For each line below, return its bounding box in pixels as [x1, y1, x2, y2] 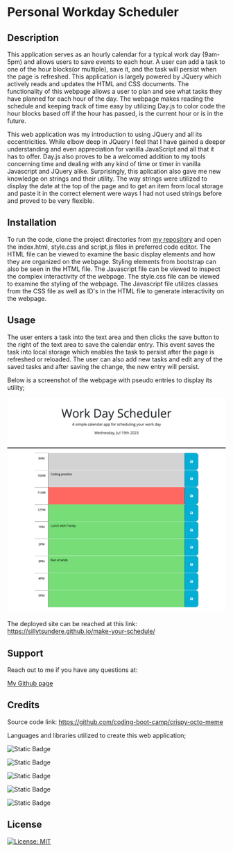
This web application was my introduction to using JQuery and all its [7, 130, 202, 138]
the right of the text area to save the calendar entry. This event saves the [7, 340, 215, 348]
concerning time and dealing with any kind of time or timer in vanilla [7, 160, 201, 167]
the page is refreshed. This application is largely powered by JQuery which [7, 72, 222, 81]
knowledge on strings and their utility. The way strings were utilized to [7, 174, 208, 183]
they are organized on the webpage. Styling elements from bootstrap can [7, 257, 217, 265]
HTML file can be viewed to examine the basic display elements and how [7, 249, 216, 258]
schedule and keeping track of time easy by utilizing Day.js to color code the [7, 102, 225, 110]
